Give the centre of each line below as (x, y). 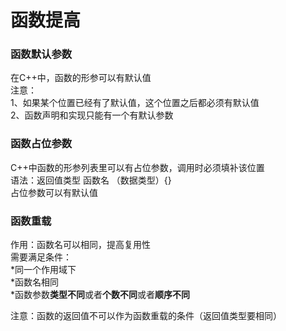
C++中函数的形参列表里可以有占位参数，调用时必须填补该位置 (137, 167)
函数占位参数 (41, 144)
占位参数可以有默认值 (54, 192)
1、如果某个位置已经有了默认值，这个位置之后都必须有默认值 (135, 103)
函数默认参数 (41, 54)
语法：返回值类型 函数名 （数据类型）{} (91, 180)
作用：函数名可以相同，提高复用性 (80, 245)
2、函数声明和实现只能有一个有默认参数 (92, 115)
